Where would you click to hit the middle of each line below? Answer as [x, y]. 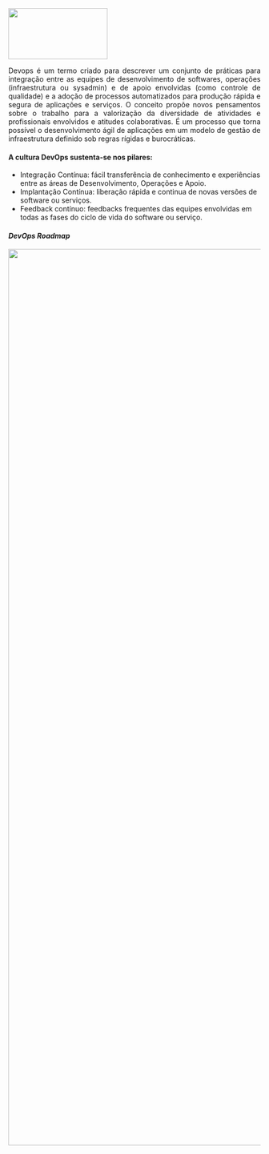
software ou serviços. [56, 200]
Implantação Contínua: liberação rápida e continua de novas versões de [139, 192]
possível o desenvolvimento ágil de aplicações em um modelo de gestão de [134, 130]
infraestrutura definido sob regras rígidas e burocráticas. [102, 139]
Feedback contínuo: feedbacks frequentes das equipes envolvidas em [136, 209]
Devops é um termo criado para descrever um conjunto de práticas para [134, 70]
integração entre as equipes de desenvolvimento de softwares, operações [134, 79]
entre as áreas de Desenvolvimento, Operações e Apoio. [113, 183]
